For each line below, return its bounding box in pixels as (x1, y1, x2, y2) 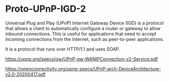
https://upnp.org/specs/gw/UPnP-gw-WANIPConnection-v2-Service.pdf (5, 56, 158, 62)
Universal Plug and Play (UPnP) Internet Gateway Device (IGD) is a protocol (5, 20, 164, 26)
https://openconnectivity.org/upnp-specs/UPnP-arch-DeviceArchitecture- (5, 66, 161, 72)
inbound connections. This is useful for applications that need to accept (5, 31, 157, 37)
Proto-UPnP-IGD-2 (5, 3, 86, 15)
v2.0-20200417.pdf (5, 71, 46, 77)
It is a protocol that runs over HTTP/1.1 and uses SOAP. (5, 46, 120, 52)
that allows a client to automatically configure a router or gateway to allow (5, 25, 161, 31)
